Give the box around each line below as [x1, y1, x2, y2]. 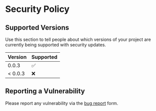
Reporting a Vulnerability [5, 87, 85, 96]
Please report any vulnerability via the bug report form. [5, 100, 118, 106]
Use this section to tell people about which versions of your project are [5, 36, 151, 42]
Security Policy [5, 3, 70, 15]
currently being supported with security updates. [5, 42, 106, 48]
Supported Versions [5, 23, 69, 32]
